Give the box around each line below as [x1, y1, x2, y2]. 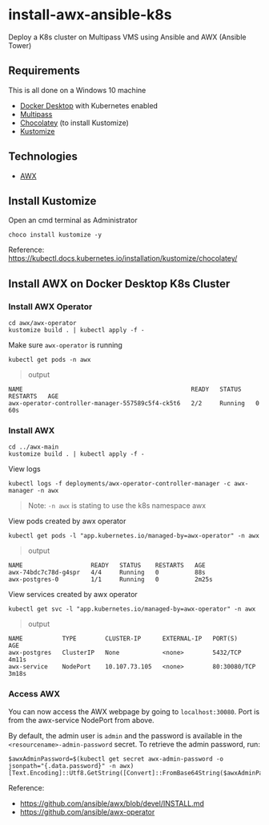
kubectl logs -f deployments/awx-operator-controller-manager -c [8, 480, 231, 488]
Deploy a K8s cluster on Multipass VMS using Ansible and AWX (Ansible [8, 32, 247, 42]
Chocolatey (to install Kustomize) [19, 118, 130, 128]
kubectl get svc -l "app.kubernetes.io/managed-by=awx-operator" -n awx [8, 605, 256, 613]
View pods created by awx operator [8, 516, 126, 526]
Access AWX [8, 689, 61, 700]
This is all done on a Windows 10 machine [8, 85, 147, 95]
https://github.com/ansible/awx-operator [19, 807, 155, 816]
